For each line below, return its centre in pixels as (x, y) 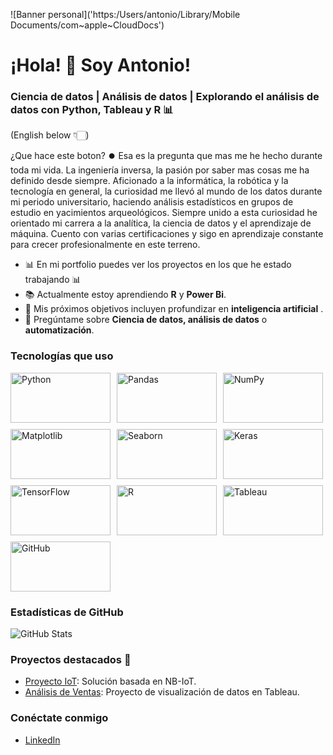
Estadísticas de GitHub (67, 612)
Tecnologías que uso (62, 356)
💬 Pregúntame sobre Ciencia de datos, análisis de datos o (146, 320)
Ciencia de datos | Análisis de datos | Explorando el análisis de (165, 97)
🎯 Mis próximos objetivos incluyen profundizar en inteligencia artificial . (174, 309)
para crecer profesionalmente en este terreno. (105, 245)
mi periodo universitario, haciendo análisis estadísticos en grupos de (152, 202)
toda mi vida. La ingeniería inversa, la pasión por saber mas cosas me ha (160, 170)
